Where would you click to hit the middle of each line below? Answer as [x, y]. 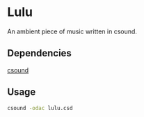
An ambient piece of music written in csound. [72, 31]
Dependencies [39, 53]
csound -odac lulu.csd [40, 108]
